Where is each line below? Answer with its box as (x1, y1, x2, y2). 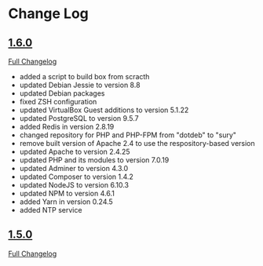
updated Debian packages (19, 89, 105, 98)
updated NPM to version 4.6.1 (19, 189, 115, 198)
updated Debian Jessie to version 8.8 (19, 80, 141, 89)
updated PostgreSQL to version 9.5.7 (19, 114, 139, 122)
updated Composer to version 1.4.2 (19, 172, 133, 181)
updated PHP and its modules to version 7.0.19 (19, 155, 170, 165)
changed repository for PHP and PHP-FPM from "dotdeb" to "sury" (19, 130, 237, 140)
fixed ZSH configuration (19, 97, 97, 106)
